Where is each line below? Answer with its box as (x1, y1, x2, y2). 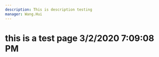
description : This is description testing (5, 7, 92, 12)
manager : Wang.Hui (5, 12, 42, 17)
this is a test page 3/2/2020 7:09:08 (5, 33, 155, 44)
